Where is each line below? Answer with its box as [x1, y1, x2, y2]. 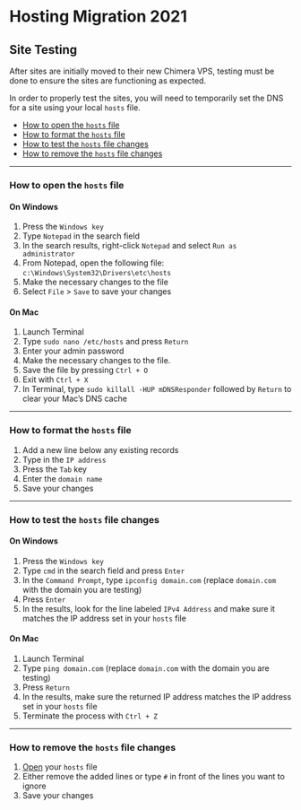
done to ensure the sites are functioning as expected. [9, 75, 207, 86]
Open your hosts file [21, 762, 98, 772]
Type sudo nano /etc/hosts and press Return [21, 336, 189, 347]
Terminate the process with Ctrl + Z [21, 710, 159, 721]
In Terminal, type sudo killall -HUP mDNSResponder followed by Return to [21, 384, 292, 395]
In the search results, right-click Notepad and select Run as [21, 240, 237, 251]
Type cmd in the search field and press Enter [21, 565, 185, 576]
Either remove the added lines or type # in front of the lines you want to [21, 771, 285, 782]
